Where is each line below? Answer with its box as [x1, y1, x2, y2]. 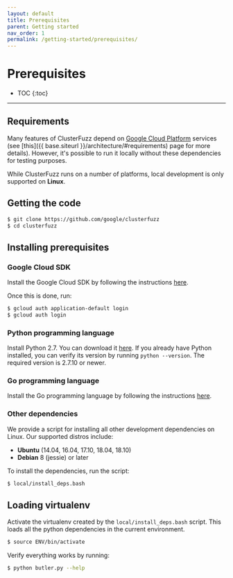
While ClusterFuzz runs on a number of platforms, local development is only [7, 170, 224, 178]
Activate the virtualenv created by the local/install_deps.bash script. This [7, 517, 222, 526]
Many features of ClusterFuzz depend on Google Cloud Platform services [7, 134, 217, 143]
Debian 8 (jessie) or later [17, 453, 89, 461]
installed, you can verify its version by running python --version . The [7, 351, 205, 360]
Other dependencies [7, 409, 78, 419]
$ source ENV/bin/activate [7, 538, 85, 546]
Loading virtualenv [7, 499, 91, 511]
